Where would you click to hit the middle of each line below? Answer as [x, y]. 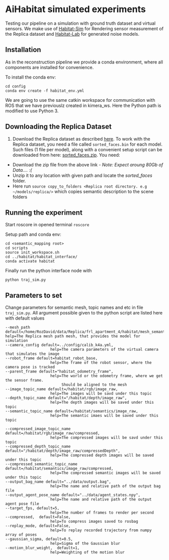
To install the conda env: [31, 77]
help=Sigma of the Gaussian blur [85, 544]
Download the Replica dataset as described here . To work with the [81, 139]
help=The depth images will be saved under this [102, 402]
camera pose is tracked [30, 367]
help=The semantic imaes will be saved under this [104, 416]
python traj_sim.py [26, 280]
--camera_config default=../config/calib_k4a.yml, [59, 345]
